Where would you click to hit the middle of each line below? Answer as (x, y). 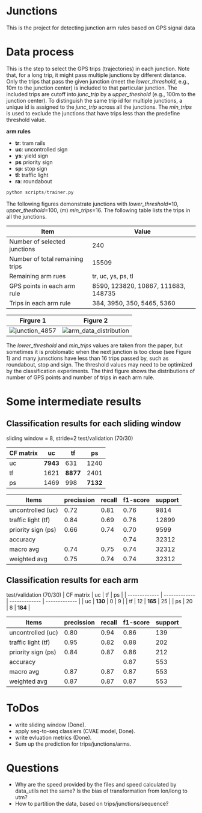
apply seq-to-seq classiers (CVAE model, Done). (75, 731)
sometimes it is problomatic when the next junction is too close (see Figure (99, 352)
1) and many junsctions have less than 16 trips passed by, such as (87, 358)
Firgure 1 (33, 320)
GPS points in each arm (42, 285)
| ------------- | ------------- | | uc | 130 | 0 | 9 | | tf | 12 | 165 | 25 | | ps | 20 (99, 601)
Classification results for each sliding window (94, 424)
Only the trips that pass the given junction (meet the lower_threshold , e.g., (98, 81)
